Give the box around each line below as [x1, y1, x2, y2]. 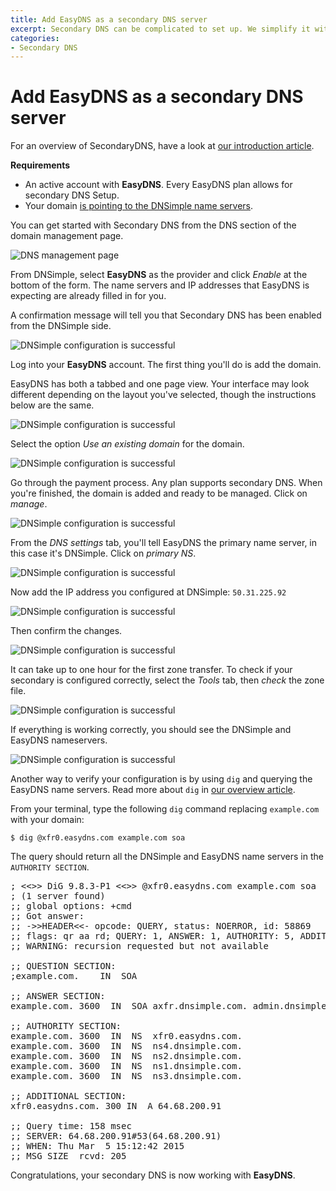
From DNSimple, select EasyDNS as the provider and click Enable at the [10, 269, 308, 281]
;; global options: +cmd [10, 901, 132, 912]
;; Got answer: [10, 911, 85, 922]
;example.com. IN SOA [10, 971, 138, 982]
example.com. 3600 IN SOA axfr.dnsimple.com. [10, 1001, 248, 1012]
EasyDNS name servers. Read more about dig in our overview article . [10, 784, 296, 796]
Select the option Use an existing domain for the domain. [10, 438, 245, 450]
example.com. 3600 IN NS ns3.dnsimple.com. [10, 1071, 243, 1082]
